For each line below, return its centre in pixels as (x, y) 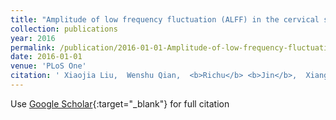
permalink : (33, 47)
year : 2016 (33, 38)
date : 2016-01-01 (46, 57)
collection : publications (64, 29)
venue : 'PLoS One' (48, 66)
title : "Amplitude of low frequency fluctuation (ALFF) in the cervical (165, 19)
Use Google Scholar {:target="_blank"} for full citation (120, 103)
